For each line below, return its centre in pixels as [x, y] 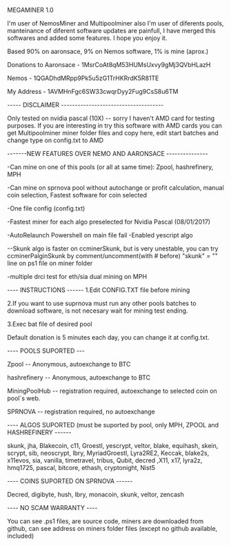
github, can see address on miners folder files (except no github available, [112, 528]
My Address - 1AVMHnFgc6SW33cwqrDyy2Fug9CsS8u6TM [93, 91]
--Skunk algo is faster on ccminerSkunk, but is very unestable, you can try [113, 248]
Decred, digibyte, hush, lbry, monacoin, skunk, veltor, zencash [96, 494]
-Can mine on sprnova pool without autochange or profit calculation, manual [115, 188]
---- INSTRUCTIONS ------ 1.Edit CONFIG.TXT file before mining [99, 290]
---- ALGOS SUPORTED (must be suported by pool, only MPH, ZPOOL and [113, 425]
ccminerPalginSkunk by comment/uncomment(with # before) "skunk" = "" [113, 256]
